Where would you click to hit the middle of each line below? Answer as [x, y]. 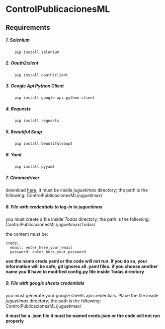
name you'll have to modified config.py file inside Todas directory [75, 272]
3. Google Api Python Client [35, 86]
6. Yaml [14, 155]
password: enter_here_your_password [48, 252]
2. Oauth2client [22, 63]
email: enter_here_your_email [41, 248]
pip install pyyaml [35, 167]
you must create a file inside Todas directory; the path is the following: [78, 219]
